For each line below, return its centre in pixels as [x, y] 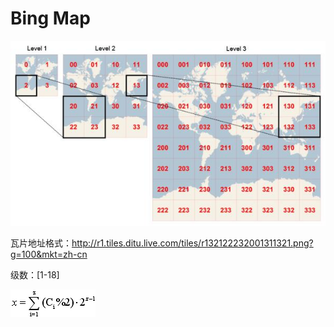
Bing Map [50, 18]
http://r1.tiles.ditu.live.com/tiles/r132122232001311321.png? [192, 243]
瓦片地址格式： [41, 243]
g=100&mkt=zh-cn [49, 254]
